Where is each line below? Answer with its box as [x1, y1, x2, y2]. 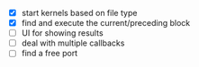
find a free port [21, 48, 78, 59]
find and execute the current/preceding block [21, 18, 191, 29]
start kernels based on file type [21, 8, 138, 18]
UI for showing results [21, 28, 104, 38]
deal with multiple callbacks [21, 38, 125, 48]
